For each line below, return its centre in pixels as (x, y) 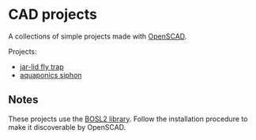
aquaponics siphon (51, 75)
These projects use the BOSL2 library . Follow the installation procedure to (128, 119)
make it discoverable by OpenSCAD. (67, 127)
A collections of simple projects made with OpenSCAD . (98, 36)
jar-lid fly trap (42, 66)
